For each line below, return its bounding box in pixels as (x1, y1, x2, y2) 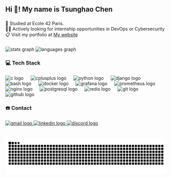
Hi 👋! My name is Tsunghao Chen (5, 5, 113, 14)
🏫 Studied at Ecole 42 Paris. (5, 20, 64, 27)
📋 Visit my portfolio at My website (5, 32, 78, 38)
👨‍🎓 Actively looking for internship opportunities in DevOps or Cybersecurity (5, 26, 165, 32)
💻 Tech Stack (5, 59, 41, 66)
